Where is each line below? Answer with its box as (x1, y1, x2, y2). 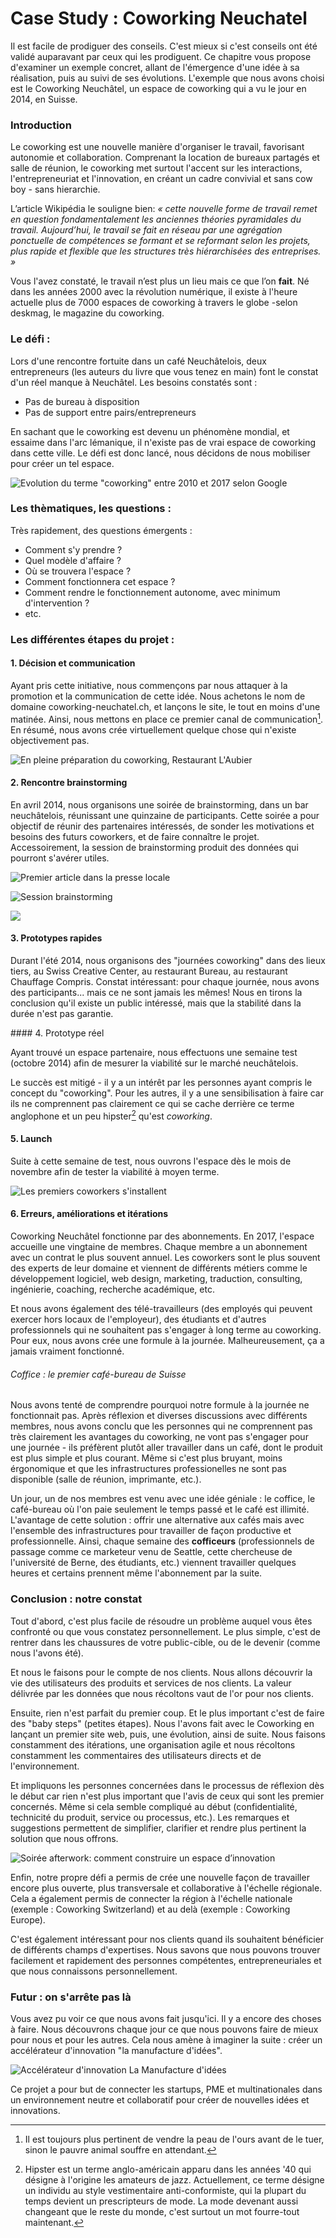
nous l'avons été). (10, 1647, 84, 1659)
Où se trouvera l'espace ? (24, 565, 132, 577)
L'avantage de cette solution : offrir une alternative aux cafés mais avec (10, 1514, 305, 1526)
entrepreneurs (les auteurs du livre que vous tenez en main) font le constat (10, 365, 319, 377)
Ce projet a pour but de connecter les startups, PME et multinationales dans (10, 2083, 323, 2095)
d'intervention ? (24, 597, 90, 609)
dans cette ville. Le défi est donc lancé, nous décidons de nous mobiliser (10, 447, 311, 459)
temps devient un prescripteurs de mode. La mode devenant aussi (24, 2195, 299, 2207)
